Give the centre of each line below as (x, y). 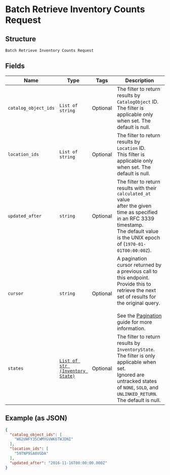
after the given (134, 206)
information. (131, 328)
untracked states (137, 381)
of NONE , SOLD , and (138, 387)
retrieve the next (136, 290)
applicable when (137, 362)
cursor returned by (139, 265)
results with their (137, 188)
